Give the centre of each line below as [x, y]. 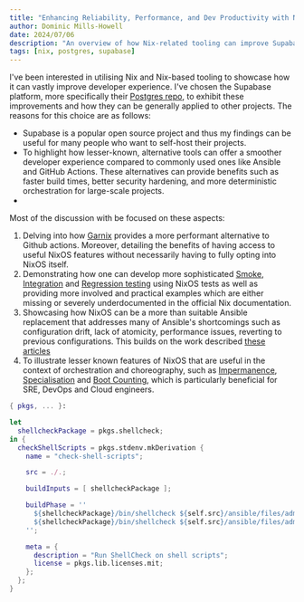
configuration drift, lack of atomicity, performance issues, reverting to [152, 332]
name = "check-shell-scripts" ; [85, 456]
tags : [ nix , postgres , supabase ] [72, 52]
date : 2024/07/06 [42, 34]
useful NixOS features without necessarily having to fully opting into [149, 255]
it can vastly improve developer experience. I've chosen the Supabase [140, 87]
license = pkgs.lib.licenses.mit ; [99, 564]
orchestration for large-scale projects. [93, 191]
